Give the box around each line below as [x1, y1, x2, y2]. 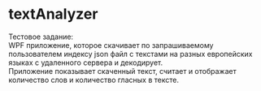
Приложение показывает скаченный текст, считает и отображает [8, 66, 237, 76]
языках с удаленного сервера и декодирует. [8, 58, 163, 67]
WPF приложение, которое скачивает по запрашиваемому [8, 40, 214, 50]
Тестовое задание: [8, 32, 74, 41]
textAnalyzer [8, 5, 98, 24]
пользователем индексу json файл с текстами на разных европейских [8, 49, 253, 58]
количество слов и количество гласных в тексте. [8, 75, 179, 84]
